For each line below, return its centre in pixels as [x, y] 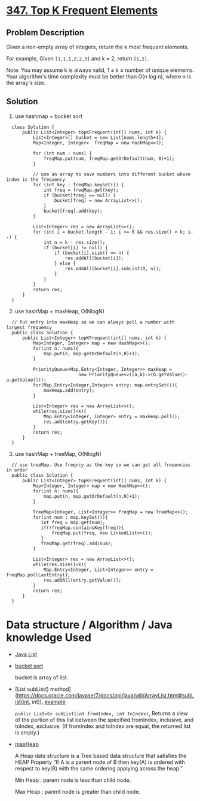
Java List [26, 654]
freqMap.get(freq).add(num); [77, 543]
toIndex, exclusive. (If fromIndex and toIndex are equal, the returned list [103, 726]
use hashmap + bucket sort [48, 116]
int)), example [49, 702]
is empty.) [27, 732]
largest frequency [29, 327]
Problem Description [45, 33]
